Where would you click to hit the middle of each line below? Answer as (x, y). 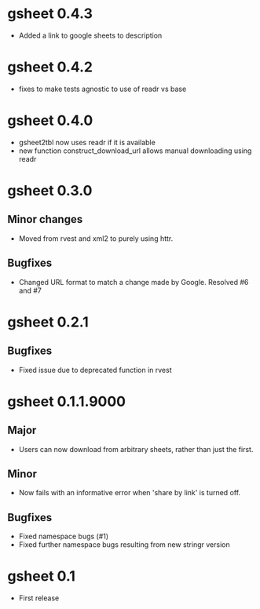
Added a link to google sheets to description (90, 35)
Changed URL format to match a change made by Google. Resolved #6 (134, 282)
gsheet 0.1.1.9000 (67, 401)
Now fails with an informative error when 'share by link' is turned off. (130, 493)
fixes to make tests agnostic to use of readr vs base (103, 89)
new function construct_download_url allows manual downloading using (135, 151)
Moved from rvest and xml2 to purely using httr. (96, 238)
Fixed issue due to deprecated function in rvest (95, 370)
